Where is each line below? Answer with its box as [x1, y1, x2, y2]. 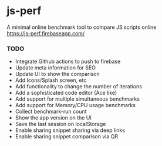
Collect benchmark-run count [15, 108, 87, 115]
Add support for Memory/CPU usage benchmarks [15, 102, 136, 109]
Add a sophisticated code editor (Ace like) [15, 89, 117, 97]
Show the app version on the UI [15, 114, 92, 121]
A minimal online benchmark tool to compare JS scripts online [6, 24, 157, 31]
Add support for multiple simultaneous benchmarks [15, 95, 140, 102]
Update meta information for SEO [15, 64, 96, 71]
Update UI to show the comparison [15, 71, 100, 78]
